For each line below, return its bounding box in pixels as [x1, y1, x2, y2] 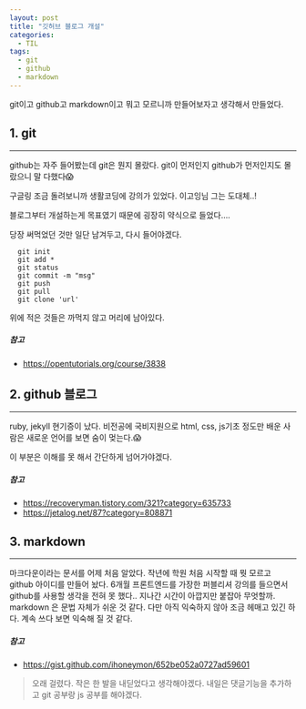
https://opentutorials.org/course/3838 [22, 358, 167, 369]
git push [17, 279, 51, 288]
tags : [9, 47, 30, 56]
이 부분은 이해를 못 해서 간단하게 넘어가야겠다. [9, 451, 173, 462]
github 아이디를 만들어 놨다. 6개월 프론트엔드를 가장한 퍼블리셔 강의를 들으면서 [9, 579, 289, 590]
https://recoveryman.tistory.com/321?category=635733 [22, 498, 232, 509]
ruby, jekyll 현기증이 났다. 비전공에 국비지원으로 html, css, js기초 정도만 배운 [9, 420, 281, 432]
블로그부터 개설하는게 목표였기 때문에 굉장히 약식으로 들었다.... [9, 209, 230, 220]
